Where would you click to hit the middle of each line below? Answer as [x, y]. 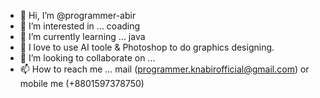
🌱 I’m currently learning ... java [82, 36]
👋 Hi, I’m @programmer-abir [78, 15]
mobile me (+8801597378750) [82, 83]
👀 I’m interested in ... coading [80, 26]
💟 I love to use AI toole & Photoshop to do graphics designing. [147, 47]
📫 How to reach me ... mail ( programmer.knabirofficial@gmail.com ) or [164, 69]
